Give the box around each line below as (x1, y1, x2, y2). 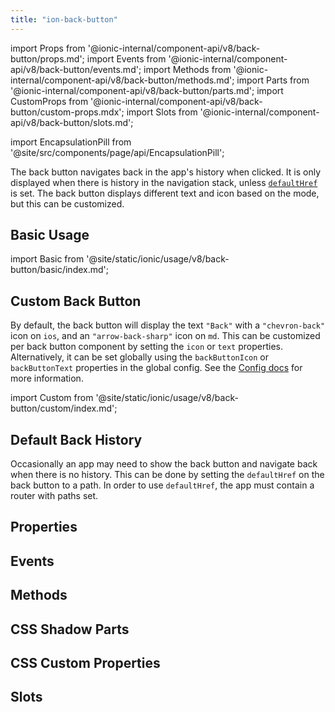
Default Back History (10, 431, 143, 448)
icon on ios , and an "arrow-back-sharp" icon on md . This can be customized (10, 330, 321, 342)
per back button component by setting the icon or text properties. (10, 341, 283, 353)
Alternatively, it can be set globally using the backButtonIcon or (10, 351, 269, 363)
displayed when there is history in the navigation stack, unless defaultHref (10, 176, 318, 188)
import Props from (10, 42, 86, 54)
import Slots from (126, 106, 198, 118)
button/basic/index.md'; (10, 264, 109, 276)
